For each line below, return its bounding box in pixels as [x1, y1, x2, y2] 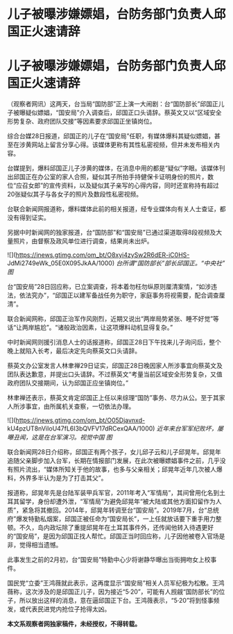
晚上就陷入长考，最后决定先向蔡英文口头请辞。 [7, 347, 141, 355]
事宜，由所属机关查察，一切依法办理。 [25, 402, 135, 410]
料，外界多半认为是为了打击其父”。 [7, 474, 107, 483]
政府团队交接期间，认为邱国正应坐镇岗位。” [7, 379, 129, 387]
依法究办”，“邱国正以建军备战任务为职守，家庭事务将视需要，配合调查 [19, 291, 220, 299]
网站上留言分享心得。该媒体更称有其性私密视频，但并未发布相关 [31, 140, 214, 149]
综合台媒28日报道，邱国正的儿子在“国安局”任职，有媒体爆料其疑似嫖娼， [7, 132, 215, 140]
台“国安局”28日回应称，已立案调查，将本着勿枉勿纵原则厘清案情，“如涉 [7, 283, 212, 291]
